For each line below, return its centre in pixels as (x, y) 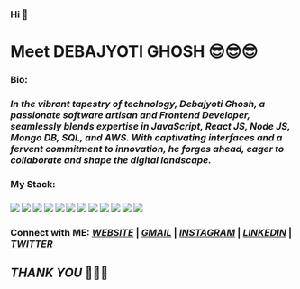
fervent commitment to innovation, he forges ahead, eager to (147, 149)
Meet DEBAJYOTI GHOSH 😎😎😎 (134, 52)
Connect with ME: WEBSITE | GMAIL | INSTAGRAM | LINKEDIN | (151, 232)
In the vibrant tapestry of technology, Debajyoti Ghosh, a (138, 104)
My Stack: (33, 184)
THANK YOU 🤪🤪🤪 (59, 273)
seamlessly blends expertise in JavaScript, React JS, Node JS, (150, 126)
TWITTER (32, 244)
